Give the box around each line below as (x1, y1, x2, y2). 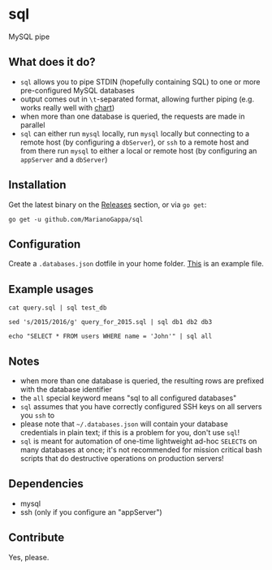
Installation (8, 178, 67, 192)
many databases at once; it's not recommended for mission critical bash (19, 445, 262, 455)
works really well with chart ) (19, 102, 115, 112)
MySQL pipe (8, 32, 50, 41)
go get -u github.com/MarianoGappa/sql (8, 215, 144, 223)
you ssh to (19, 411, 55, 420)
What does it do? (8, 55, 96, 69)
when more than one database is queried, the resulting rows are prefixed (19, 376, 265, 386)
